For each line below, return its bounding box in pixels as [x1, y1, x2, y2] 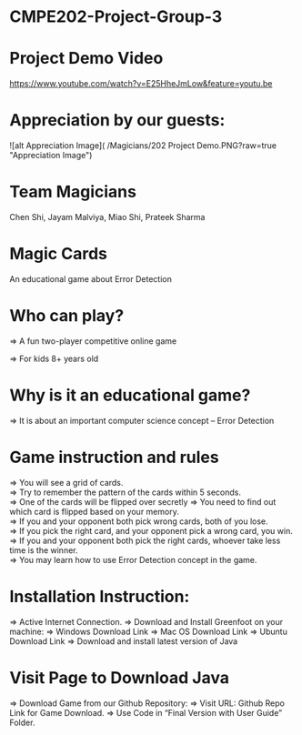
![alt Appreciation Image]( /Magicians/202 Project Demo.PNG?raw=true [9, 140, 277, 151]
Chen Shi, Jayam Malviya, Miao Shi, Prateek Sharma [9, 212, 206, 222]
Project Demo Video [9, 48, 164, 69]
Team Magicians [9, 182, 136, 202]
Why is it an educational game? [9, 385, 251, 406]
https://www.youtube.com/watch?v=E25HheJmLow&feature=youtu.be [9, 78, 273, 89]
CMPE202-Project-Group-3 [9, 6, 223, 27]
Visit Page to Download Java [9, 667, 230, 688]
